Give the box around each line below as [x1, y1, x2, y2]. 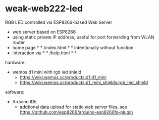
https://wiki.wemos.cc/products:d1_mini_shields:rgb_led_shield [19, 80, 148, 85]
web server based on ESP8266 [12, 29, 76, 35]
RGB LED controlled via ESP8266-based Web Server [5, 19, 112, 25]
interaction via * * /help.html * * [12, 50, 77, 56]
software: [5, 89, 25, 95]
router [12, 39, 25, 45]
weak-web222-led [5, 3, 83, 14]
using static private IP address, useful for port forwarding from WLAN [12, 34, 155, 40]
